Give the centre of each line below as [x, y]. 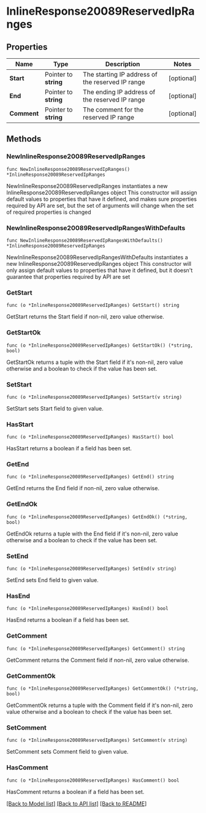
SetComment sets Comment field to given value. [67, 752]
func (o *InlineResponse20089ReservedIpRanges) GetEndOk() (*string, [97, 517]
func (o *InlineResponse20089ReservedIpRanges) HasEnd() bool [87, 609]
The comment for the [113, 110]
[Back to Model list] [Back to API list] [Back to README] [77, 803]
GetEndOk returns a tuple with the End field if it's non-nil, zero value [93, 534]
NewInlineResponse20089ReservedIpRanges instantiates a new [87, 186]
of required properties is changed [49, 212]
